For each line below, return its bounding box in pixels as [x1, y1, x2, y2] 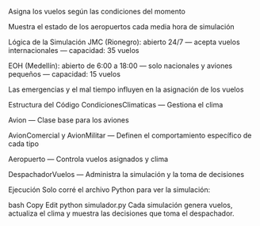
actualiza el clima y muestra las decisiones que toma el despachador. [8, 209, 235, 218]
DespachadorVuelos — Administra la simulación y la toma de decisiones [8, 170, 244, 179]
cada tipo [8, 139, 40, 149]
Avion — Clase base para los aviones [8, 115, 129, 125]
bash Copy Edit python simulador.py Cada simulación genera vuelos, [8, 201, 233, 209]
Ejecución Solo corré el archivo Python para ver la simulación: [8, 185, 211, 194]
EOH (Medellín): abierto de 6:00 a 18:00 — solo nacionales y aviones [8, 61, 232, 70]
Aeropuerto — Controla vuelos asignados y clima [8, 154, 169, 164]
